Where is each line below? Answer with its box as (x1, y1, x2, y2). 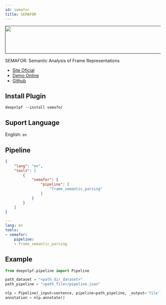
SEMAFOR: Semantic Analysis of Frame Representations (5, 57, 120, 63)
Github (12, 78, 26, 84)
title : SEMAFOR (5, 12, 37, 17)
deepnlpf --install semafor (5, 105, 63, 110)
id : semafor (5, 7, 30, 12)
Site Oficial (12, 67, 35, 73)
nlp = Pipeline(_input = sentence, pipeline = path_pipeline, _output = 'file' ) (5, 291, 163, 296)
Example (5, 255, 33, 263)
